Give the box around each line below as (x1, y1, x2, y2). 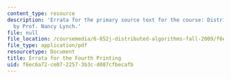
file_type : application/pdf (7, 42, 88, 49)
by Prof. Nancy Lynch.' (13, 23, 81, 30)
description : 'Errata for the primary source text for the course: (7, 16, 205, 23)
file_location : (7, 36, 51, 43)
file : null (7, 29, 38, 36)
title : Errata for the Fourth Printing (7, 55, 122, 62)
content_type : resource (7, 10, 76, 17)
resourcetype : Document (7, 49, 76, 56)
